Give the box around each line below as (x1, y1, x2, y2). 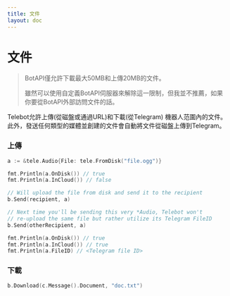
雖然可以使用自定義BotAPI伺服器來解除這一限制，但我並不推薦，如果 (24, 89, 224, 97)
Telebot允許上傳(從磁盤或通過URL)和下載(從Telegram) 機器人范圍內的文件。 (7, 113, 227, 121)
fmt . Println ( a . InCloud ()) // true (7, 241, 109, 248)
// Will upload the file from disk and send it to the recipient (7, 190, 203, 197)
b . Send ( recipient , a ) (7, 196, 71, 203)
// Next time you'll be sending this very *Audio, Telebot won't (7, 209, 203, 216)
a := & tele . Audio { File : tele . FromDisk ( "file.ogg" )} (7, 157, 162, 164)
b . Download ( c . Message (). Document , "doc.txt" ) (7, 282, 143, 289)
